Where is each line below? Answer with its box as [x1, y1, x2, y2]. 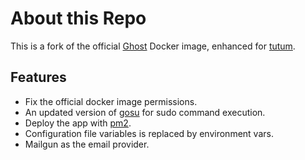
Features [10, 69, 67, 86]
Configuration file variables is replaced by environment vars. [24, 127, 274, 139]
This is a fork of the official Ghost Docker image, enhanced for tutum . [10, 40, 296, 52]
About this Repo [10, 7, 147, 30]
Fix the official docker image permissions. [24, 95, 198, 107]
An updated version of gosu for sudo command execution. [24, 106, 266, 118]
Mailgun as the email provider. [24, 138, 150, 150]
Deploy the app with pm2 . [24, 117, 132, 129]
